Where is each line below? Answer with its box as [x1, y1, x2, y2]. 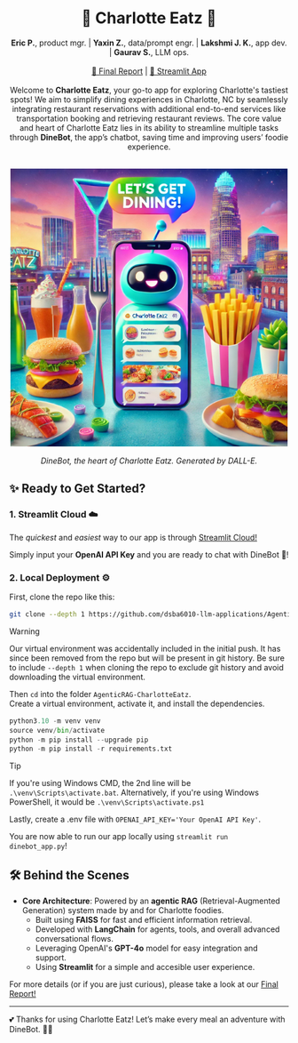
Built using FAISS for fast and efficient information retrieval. [35, 915, 253, 926]
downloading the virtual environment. [9, 671, 146, 682]
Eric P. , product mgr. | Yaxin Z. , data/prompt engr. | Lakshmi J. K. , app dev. [11, 37, 287, 48]
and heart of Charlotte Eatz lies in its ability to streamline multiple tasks [19, 122, 279, 132]
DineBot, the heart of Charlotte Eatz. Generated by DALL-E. [40, 455, 258, 466]
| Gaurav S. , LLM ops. [109, 46, 189, 57]
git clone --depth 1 [9, 609, 86, 619]
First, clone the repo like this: [9, 591, 115, 602]
